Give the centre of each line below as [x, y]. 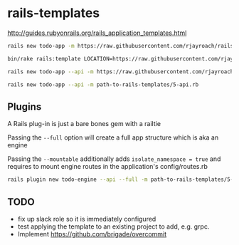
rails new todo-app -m [41, 46]
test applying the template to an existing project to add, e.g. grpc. [113, 226]
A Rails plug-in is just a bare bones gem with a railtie [84, 124]
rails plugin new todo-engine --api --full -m [78, 179]
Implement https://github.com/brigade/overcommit [92, 234]
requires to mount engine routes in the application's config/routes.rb [108, 167]
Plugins [25, 106]
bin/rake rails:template [44, 58]
